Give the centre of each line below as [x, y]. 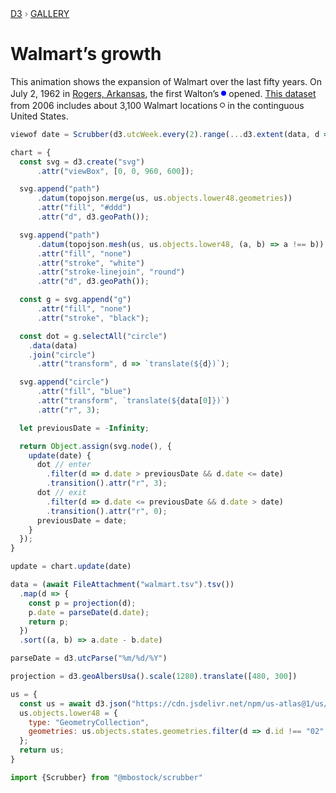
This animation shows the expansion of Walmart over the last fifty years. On [166, 81]
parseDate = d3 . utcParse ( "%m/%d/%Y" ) [89, 658]
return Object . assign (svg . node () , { [95, 446]
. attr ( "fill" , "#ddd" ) [84, 208]
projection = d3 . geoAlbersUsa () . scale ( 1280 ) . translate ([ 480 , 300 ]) [154, 677]
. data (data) [53, 345]
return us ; [42, 750]
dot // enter [64, 465]
